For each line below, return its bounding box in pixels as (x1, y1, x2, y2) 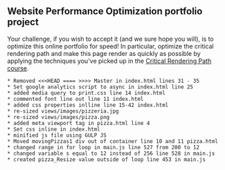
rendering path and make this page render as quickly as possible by (7, 49, 201, 57)
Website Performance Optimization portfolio (7, 6, 203, 17)
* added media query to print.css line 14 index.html (7, 89, 166, 96)
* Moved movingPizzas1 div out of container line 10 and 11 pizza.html (7, 138, 218, 144)
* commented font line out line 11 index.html (7, 95, 144, 102)
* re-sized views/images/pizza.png (7, 113, 110, 120)
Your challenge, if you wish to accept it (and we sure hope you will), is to (7, 35, 215, 43)
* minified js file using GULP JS (7, 131, 107, 139)
